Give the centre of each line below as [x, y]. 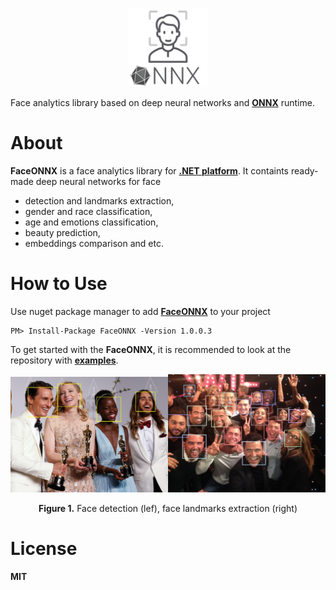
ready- [304, 170]
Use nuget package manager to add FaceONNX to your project [140, 311]
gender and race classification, [88, 211]
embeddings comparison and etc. [94, 243]
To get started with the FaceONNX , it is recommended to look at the [151, 349]
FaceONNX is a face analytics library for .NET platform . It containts [150, 170]
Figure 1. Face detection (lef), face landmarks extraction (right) [168, 508]
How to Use [59, 284]
